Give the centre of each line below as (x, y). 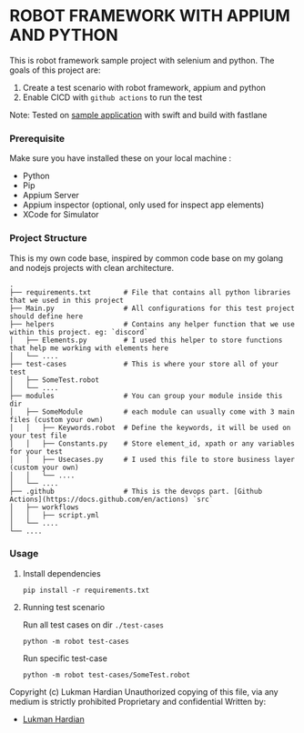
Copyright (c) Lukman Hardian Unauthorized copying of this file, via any (144, 691)
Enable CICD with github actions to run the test (112, 97)
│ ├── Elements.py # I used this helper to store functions (146, 340)
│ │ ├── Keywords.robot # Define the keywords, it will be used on (150, 427)
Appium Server (51, 196)
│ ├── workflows (44, 507)
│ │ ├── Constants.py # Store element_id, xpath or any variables (152, 443)
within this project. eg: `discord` (79, 332)
